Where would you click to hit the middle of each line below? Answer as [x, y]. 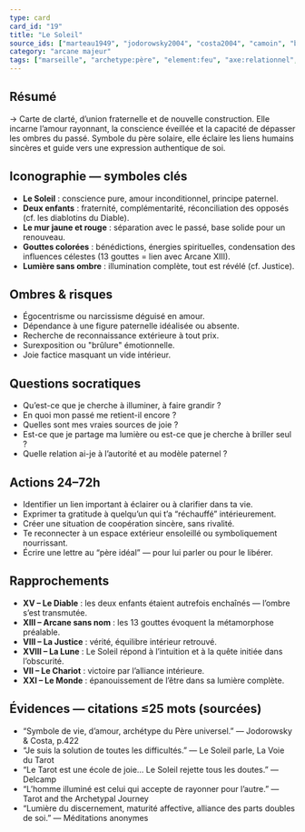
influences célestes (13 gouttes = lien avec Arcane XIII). [127, 256]
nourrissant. [45, 543]
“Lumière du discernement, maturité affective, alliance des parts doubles [158, 808]
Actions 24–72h [55, 482]
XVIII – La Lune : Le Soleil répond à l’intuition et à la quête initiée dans [152, 651]
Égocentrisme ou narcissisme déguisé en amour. [113, 316]
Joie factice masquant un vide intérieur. [96, 355]
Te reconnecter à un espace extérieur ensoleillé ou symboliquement [150, 534]
